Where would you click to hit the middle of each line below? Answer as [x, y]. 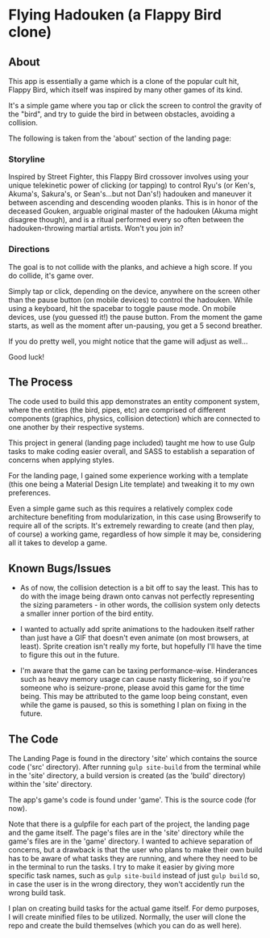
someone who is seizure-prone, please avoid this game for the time [132, 688]
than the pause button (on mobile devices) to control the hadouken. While [131, 300]
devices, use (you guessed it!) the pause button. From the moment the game [135, 317]
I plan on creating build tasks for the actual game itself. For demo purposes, [134, 909]
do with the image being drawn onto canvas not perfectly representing [137, 596]
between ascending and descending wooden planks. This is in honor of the [133, 203]
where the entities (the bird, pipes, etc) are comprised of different [117, 410]
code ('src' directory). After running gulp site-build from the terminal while [135, 767]
